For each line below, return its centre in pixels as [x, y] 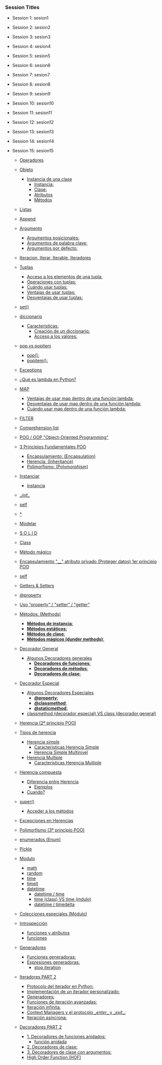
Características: [43, 326]
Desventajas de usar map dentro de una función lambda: [84, 404]
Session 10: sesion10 [33, 103]
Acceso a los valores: [56, 336]
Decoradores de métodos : [61, 669]
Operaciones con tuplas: [52, 282]
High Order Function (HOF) [54, 1057]
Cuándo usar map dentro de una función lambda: [76, 409]
